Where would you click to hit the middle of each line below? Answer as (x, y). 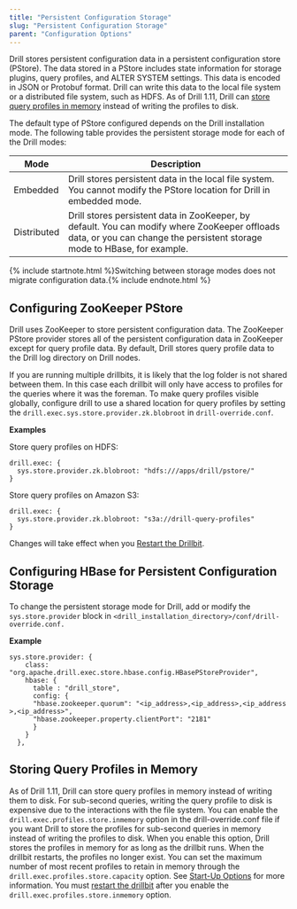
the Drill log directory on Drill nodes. (75, 358)
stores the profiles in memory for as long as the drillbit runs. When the (137, 847)
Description (176, 164)
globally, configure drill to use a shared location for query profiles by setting (147, 404)
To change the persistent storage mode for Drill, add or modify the (130, 607)
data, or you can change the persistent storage (165, 238)
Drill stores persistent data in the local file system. (171, 179)
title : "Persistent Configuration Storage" (91, 17)
